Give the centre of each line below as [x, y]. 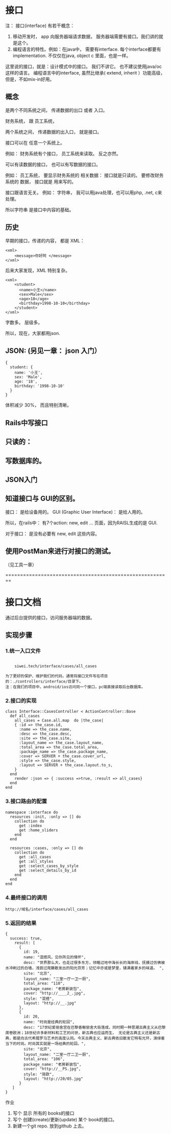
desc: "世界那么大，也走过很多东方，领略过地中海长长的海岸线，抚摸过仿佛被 [94, 963]
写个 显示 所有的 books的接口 [44, 1113]
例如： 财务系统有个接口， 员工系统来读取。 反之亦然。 [63, 153]
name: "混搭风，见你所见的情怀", [55, 957]
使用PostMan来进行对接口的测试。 [60, 551]
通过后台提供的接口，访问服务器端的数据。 [50, 617]
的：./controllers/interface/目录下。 [44, 682]
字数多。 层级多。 [24, 322]
